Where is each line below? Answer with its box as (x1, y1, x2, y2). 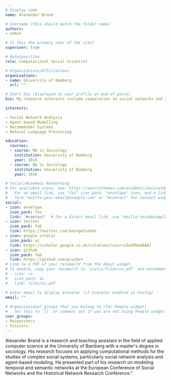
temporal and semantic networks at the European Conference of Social (5, 364, 154, 371)
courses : (10, 143, 28, 148)
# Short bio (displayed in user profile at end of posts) (5, 92, 131, 97)
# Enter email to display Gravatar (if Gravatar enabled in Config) (5, 290, 154, 295)
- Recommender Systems (5, 124, 53, 129)
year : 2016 (14, 172, 38, 177)
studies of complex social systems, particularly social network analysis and (5, 353, 163, 360)
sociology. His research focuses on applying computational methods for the (5, 348, 164, 354)
